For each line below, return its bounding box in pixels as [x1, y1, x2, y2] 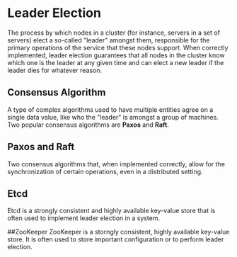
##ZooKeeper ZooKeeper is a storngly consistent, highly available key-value [7, 228, 230, 236]
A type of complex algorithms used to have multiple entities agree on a [7, 105, 214, 114]
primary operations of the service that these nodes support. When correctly [7, 43, 229, 52]
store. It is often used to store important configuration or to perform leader [7, 235, 224, 244]
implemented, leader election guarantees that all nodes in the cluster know [7, 51, 225, 59]
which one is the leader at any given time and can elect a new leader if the [7, 58, 224, 67]
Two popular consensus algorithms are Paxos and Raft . [7, 120, 170, 129]
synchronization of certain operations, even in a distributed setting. [7, 167, 203, 176]
